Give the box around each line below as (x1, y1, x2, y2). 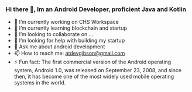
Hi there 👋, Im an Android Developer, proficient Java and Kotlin (5, 5, 187, 13)
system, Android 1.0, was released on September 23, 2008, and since (13, 67, 182, 74)
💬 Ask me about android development (13, 43, 105, 50)
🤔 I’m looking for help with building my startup (13, 37, 125, 44)
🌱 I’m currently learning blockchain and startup (13, 24, 127, 31)
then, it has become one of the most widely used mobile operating (13, 73, 174, 80)
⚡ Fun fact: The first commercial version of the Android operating (13, 58, 172, 66)
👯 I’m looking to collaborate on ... (13, 31, 94, 38)
